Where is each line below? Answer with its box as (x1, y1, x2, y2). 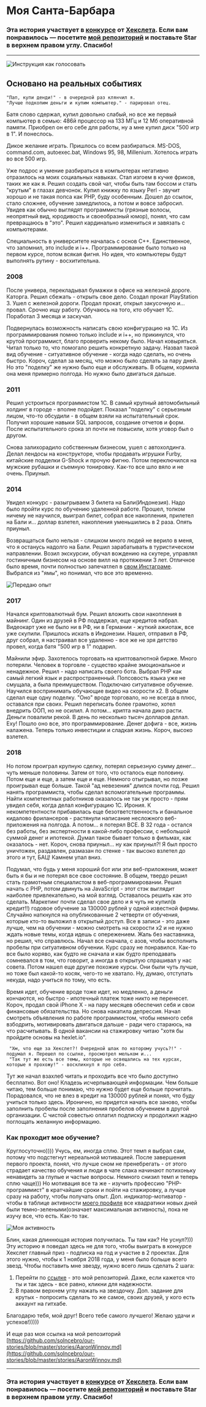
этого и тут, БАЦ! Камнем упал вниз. (6, 853, 102, 861)
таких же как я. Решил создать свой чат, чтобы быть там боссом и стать (6, 180, 197, 188)
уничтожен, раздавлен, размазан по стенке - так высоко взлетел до (6, 847, 186, 854)
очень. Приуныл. (6, 470, 51, 477)
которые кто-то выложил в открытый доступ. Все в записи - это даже (6, 917, 190, 925)
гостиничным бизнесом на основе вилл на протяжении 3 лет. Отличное (6, 556, 195, 564)
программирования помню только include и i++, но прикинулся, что (6, 330, 185, 338)
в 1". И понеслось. (6, 130, 54, 138)
